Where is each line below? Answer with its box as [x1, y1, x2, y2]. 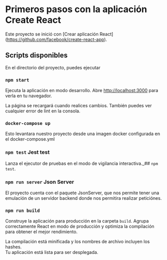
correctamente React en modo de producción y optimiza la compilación [5, 224, 154, 230]
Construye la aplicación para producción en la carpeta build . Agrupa [5, 218, 149, 224]
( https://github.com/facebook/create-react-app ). [5, 36, 107, 42]
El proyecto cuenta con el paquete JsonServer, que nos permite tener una [5, 190, 159, 196]
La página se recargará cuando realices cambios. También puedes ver [5, 103, 152, 109]
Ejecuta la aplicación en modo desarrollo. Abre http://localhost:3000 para [5, 88, 158, 94]
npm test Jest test [5, 149, 50, 156]
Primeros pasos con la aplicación [5, 4, 147, 15]
